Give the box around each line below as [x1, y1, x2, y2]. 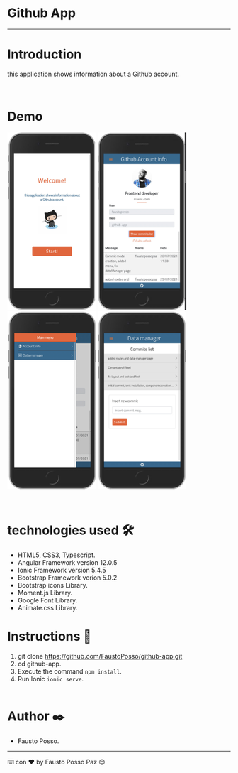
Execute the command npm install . [17, 666, 122, 676]
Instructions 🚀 [7, 628, 92, 644]
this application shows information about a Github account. [7, 70, 179, 78]
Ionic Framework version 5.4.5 [17, 566, 106, 574]
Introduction [7, 46, 82, 63]
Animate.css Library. [17, 603, 78, 612]
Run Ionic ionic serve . [17, 674, 84, 683]
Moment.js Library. [17, 588, 73, 597]
